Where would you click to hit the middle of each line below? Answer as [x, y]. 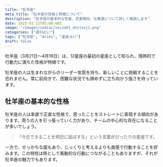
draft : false [18, 42]
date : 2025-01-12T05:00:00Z [34, 23]
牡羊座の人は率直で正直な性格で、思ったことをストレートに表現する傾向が [80, 114]
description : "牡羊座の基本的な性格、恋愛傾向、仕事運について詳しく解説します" [77, 19]
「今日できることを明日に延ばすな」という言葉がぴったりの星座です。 [87, 137]
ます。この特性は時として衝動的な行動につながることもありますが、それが [83, 153]
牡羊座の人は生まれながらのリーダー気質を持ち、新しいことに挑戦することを [82, 72]
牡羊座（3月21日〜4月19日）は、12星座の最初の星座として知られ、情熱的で [80, 56]
